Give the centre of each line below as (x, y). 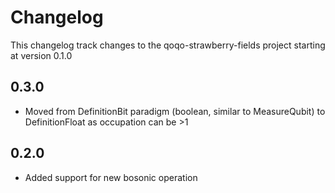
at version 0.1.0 (41, 55)
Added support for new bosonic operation (111, 177)
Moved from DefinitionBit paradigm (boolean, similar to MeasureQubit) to (175, 111)
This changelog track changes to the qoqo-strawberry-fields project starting (168, 45)
